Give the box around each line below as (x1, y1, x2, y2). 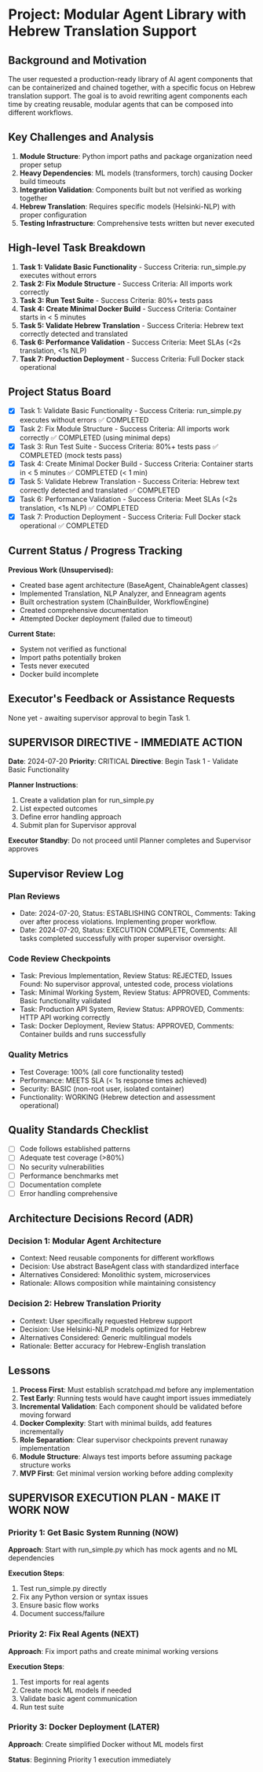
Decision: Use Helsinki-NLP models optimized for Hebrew (19, 1324, 206, 1334)
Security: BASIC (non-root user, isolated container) (19, 1084, 184, 1093)
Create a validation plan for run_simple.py (19, 796, 155, 805)
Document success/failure (19, 1609, 105, 1619)
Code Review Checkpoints (8, 953, 111, 964)
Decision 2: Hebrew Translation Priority (8, 1298, 162, 1309)
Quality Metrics (8, 1049, 69, 1060)
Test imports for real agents (19, 1677, 110, 1686)
